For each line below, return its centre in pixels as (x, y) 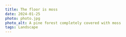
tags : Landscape (21, 27)
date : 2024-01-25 (23, 14)
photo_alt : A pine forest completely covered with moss (63, 23)
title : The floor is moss (31, 9)
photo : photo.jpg (23, 18)
